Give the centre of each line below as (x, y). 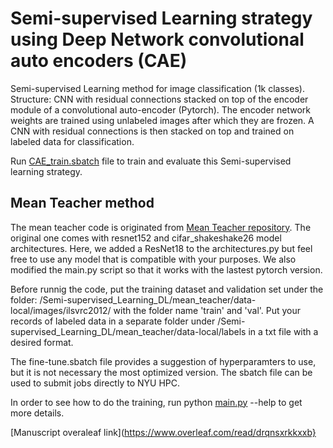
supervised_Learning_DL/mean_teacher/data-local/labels (128, 331)
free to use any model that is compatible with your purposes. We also (153, 259)
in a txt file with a (283, 331)
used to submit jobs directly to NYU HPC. (95, 383)
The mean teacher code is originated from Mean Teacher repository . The (161, 227)
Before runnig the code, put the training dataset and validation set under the (167, 289)
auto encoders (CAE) (99, 61)
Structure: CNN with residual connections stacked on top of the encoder (159, 99)
